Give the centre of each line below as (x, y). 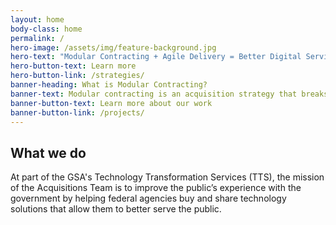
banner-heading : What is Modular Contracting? (109, 85)
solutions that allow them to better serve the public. (116, 209)
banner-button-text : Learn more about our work (111, 103)
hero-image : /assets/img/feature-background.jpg (113, 47)
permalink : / (37, 38)
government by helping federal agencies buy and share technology (148, 198)
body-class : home (46, 29)
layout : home (37, 19)
